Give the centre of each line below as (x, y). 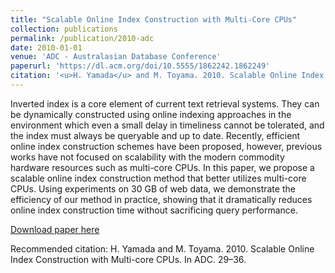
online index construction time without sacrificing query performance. (154, 210)
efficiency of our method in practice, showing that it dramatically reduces (161, 199)
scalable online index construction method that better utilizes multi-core (158, 178)
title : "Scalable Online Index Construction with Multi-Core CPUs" (154, 19)
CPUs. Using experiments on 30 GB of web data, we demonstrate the (153, 188)
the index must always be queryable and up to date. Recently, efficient (155, 135)
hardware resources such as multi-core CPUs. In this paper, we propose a (162, 167)
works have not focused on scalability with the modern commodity (147, 157)
